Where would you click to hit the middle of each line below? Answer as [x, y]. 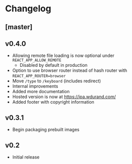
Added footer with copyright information [53, 102]
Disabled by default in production [54, 65]
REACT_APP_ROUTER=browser [39, 76]
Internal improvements [35, 86]
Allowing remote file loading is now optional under [63, 55]
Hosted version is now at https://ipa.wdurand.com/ [64, 97]
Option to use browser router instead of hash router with [70, 70]
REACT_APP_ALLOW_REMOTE [37, 60]
